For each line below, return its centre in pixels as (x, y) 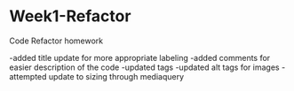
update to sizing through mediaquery (116, 76)
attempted (28, 76)
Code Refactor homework (56, 41)
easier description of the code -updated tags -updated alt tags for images (144, 67)
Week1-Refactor (70, 16)
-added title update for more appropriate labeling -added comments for (140, 57)
